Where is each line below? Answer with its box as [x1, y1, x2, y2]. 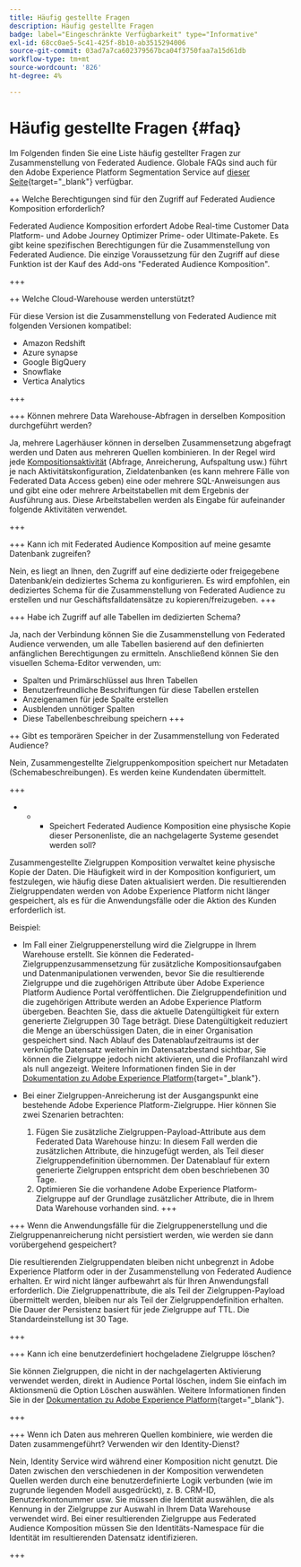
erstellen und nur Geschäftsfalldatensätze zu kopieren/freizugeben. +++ [9, 593, 277, 605]
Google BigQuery [21, 356, 87, 368]
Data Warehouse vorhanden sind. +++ [35, 1202, 177, 1213]
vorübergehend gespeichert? [9, 1239, 117, 1250]
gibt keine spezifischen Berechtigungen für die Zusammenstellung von [9, 239, 271, 250]
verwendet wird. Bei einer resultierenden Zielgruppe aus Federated [9, 1512, 257, 1524]
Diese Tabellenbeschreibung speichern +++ [21, 713, 185, 723]
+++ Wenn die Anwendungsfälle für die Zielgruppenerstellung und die [9, 1220, 268, 1231]
